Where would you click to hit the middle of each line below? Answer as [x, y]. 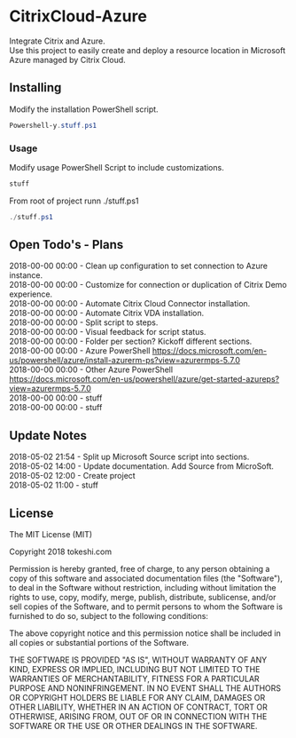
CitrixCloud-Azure [78, 16]
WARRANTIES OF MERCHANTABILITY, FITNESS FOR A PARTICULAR [134, 679]
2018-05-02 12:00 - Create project [72, 476]
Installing [35, 87]
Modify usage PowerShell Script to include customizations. [117, 167]
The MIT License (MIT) [51, 535]
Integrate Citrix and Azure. [58, 41]
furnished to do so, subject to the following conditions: [109, 616]
